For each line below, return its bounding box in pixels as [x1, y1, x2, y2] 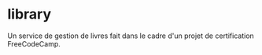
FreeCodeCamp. [7, 39, 61, 48]
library [7, 5, 52, 23]
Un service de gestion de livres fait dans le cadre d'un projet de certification [7, 31, 255, 40]
